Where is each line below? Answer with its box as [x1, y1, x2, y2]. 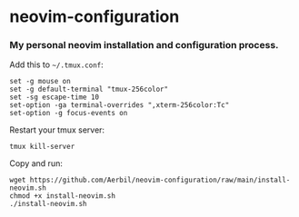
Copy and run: [9, 158, 64, 169]
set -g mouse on [9, 77, 71, 86]
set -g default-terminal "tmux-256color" [9, 84, 169, 94]
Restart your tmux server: [9, 124, 105, 135]
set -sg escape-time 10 [9, 93, 100, 102]
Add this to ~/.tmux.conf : [9, 59, 105, 70]
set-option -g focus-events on [9, 109, 128, 118]
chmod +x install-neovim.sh [9, 192, 116, 201]
